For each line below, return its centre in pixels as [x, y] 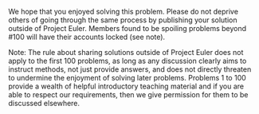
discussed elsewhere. [44, 103]
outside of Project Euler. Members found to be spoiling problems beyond [128, 28]
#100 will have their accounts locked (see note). [87, 37]
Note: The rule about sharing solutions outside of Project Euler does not [126, 52]
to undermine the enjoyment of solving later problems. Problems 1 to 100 [128, 78]
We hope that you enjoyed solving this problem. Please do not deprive [124, 12]
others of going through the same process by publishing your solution [123, 20]
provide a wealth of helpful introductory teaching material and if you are [126, 86]
